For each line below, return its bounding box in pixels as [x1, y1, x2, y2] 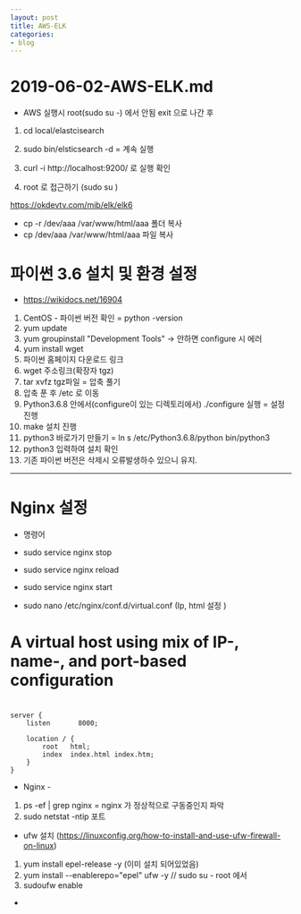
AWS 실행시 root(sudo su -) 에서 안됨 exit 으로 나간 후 [22, 107, 214, 118]
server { [10, 711, 43, 721]
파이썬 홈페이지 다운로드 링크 [22, 354, 124, 365]
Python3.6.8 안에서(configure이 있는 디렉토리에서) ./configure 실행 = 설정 [22, 399, 285, 410]
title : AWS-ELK [10, 21, 67, 30]
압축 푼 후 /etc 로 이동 [22, 388, 100, 398]
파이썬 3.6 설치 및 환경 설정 [10, 264, 197, 285]
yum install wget [22, 344, 84, 354]
